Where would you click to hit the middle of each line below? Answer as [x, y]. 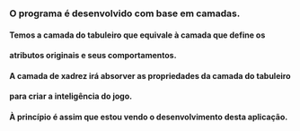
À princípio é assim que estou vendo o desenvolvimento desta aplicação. [149, 117]
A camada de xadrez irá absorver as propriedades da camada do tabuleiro [150, 75]
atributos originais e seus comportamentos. [93, 56]
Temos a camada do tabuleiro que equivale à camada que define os [137, 35]
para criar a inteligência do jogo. [71, 96]
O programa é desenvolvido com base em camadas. [125, 13]
